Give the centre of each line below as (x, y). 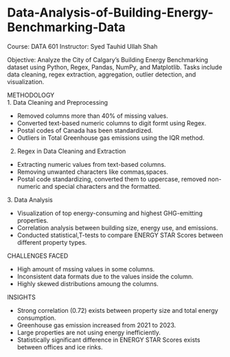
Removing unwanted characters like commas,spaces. (92, 172)
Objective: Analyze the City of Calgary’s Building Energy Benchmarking (107, 59)
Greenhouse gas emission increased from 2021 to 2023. (96, 325)
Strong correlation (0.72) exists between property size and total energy (117, 310)
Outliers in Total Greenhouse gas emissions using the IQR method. (111, 137)
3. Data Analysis (30, 200)
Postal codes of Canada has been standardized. (85, 130)
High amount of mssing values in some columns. (86, 269)
